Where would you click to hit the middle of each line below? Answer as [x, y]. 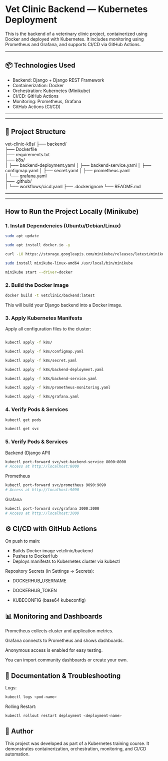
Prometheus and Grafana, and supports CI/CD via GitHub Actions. [73, 44]
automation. [17, 754]
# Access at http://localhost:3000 [42, 513]
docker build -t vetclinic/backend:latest [50, 295]
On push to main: [23, 541]
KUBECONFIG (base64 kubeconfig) [49, 600]
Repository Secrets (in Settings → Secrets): [50, 571]
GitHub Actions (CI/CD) [36, 107]
